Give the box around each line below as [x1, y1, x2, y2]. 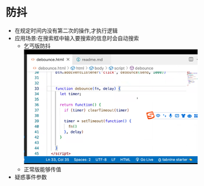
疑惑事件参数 [14, 173, 47, 181]
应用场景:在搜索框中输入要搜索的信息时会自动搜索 [14, 34, 139, 41]
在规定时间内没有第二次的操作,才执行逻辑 [14, 27, 118, 34]
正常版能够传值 [23, 166, 62, 173]
